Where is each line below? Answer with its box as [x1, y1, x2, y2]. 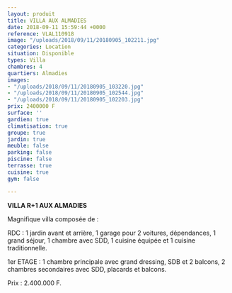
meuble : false [7, 143, 50, 150]
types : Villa [7, 57, 46, 64]
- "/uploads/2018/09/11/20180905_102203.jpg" [7, 96, 144, 104]
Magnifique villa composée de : [7, 214, 99, 223]
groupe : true [7, 129, 46, 136]
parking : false [7, 149, 52, 156]
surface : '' [7, 109, 42, 116]
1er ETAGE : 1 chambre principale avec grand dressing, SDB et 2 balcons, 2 [7, 257, 226, 266]
